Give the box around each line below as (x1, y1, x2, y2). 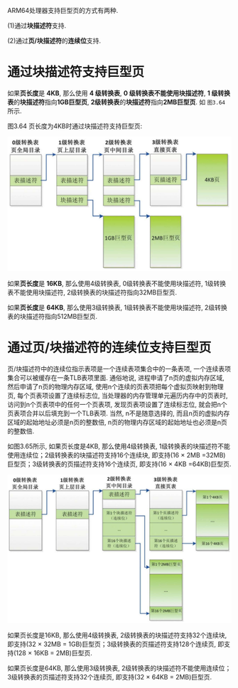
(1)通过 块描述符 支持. (7, 21, 66, 30)
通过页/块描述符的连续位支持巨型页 (7, 340, 212, 356)
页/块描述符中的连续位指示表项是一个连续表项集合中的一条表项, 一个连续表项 (7, 365, 232, 374)
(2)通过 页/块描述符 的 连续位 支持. (7, 36, 102, 45)
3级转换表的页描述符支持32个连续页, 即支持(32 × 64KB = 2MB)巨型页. (7, 672, 212, 681)
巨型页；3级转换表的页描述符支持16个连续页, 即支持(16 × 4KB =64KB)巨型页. (7, 460, 232, 468)
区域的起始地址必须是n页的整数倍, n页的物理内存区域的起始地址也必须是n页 (7, 418, 227, 427)
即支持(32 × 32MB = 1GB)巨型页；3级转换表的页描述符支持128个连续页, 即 (7, 640, 225, 648)
